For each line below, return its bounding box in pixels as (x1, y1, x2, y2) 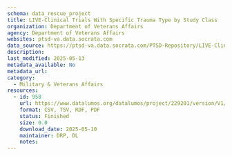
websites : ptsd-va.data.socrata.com (7, 36, 113, 43)
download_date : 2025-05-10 (19, 126, 97, 133)
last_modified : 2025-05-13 (7, 55, 85, 62)
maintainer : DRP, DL (19, 132, 79, 139)
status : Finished (19, 113, 70, 119)
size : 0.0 (19, 119, 48, 126)
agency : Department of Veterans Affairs (7, 29, 126, 37)
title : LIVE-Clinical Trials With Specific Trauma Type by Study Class (7, 17, 217, 23)
